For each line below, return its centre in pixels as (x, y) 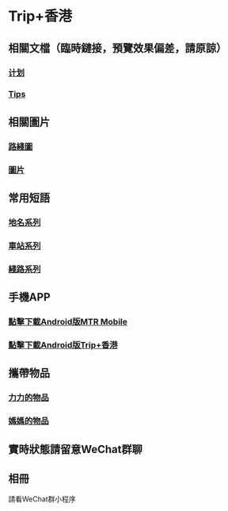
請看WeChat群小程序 (42, 499)
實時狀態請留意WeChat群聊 (75, 449)
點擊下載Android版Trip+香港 (63, 345)
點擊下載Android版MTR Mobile (68, 322)
